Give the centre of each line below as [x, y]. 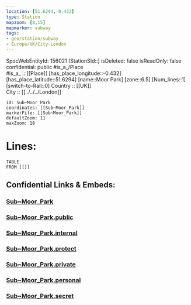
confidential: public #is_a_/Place [45, 67]
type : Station [23, 17]
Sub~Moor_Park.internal [42, 233]
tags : [13, 33]
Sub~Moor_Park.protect [41, 248]
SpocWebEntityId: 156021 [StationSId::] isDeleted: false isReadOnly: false [94, 61]
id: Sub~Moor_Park [28, 102]
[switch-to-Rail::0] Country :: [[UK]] [49, 85]
